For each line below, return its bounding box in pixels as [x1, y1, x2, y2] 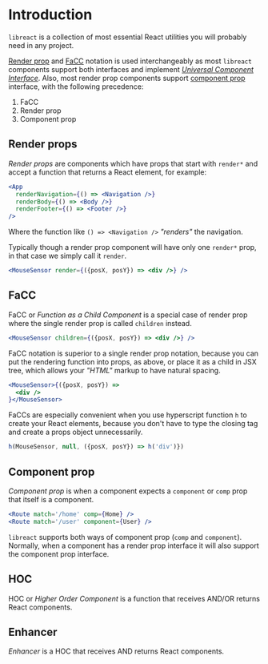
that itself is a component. [8, 495, 94, 504]
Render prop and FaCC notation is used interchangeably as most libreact [8, 56, 252, 66]
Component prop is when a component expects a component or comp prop [8, 486, 248, 496]
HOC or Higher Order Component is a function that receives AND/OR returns [8, 594, 261, 603]
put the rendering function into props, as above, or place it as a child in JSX [8, 356, 258, 366]
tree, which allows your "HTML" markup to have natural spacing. [8, 365, 222, 375]
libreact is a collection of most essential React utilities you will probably [8, 32, 247, 42]
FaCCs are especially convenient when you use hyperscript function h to [8, 410, 248, 420]
